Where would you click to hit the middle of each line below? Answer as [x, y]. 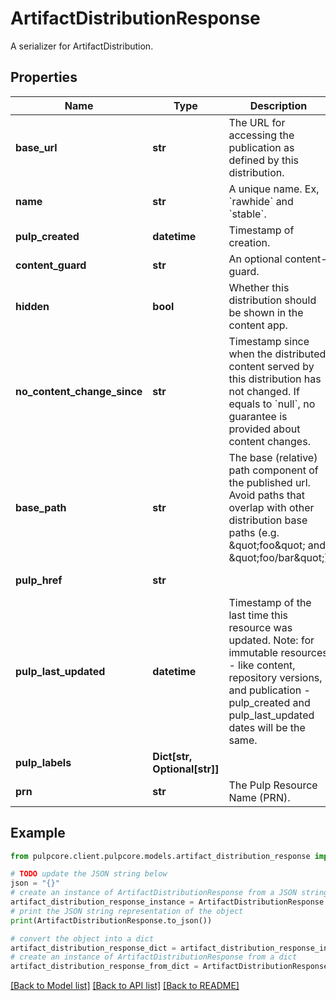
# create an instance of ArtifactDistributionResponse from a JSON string [169, 893]
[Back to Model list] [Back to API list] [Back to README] [125, 986]
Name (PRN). [259, 797]
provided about [264, 429]
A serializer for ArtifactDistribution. [82, 46]
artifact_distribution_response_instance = [102, 902]
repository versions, [275, 677]
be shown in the [266, 312]
